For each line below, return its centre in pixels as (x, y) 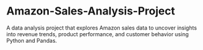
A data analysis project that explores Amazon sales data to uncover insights (102, 28)
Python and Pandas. (32, 40)
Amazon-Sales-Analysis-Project (91, 11)
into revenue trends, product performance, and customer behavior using (98, 34)
